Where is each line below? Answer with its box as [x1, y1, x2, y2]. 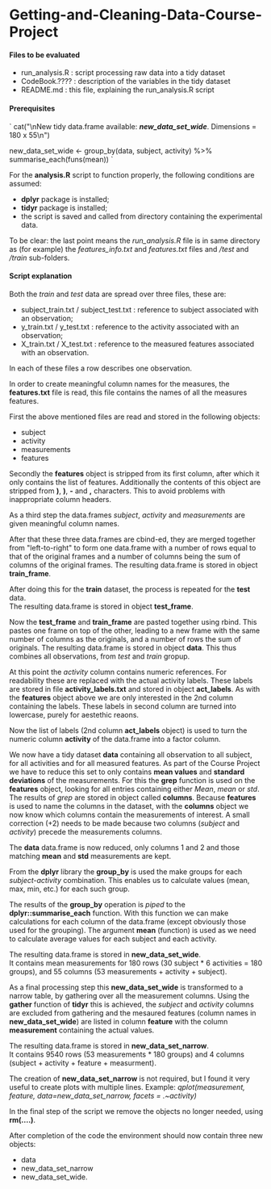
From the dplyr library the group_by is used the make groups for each [9, 866, 243, 877]
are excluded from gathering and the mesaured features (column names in [9, 1007, 256, 1018]
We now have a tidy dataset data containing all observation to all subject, [9, 749, 252, 760]
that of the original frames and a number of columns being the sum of [9, 551, 241, 561]
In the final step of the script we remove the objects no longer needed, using [9, 1106, 264, 1116]
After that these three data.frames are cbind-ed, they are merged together [9, 534, 256, 544]
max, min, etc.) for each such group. [9, 884, 130, 894]
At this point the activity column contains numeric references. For [9, 667, 227, 676]
